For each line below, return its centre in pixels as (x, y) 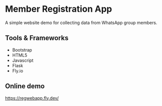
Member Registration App (59, 9)
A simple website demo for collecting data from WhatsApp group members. (81, 23)
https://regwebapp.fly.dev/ (32, 98)
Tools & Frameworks (37, 38)
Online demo (25, 86)
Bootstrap (22, 50)
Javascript (23, 60)
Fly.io (18, 71)
